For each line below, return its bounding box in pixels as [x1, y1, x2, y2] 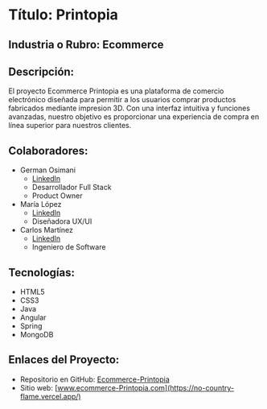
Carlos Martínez [19, 225, 74, 235]
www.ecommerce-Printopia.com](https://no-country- [57, 382, 235, 392]
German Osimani [19, 165, 76, 175]
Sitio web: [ [19, 382, 58, 392]
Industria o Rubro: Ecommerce [8, 38, 164, 52]
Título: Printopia [8, 6, 119, 24]
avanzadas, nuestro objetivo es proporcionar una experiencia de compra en [8, 112, 260, 122]
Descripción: [8, 64, 75, 78]
